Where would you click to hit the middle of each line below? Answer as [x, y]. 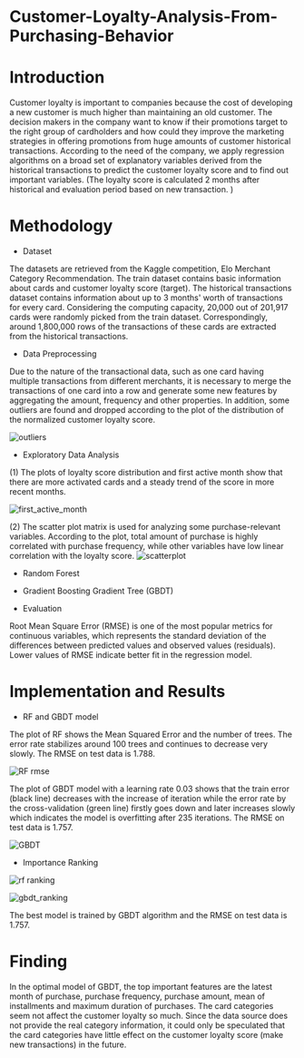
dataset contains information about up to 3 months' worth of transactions [146, 298]
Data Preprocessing [59, 354]
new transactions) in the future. [68, 1044]
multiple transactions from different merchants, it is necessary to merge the [151, 381]
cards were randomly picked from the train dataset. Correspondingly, [138, 317]
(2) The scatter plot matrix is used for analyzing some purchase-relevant [145, 527]
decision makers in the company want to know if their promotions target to [149, 122]
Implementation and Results [118, 692]
